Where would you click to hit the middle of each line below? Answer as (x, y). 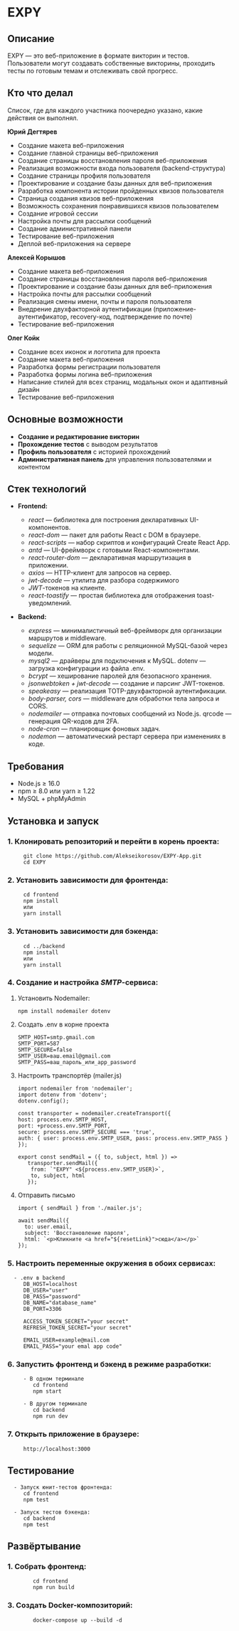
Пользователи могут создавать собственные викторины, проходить (111, 63)
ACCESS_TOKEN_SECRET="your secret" (76, 1322)
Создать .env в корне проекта (63, 1024)
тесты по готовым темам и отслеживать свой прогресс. (93, 71)
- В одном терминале (53, 1379)
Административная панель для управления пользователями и (115, 459)
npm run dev (51, 1416)
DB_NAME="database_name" (60, 1303)
